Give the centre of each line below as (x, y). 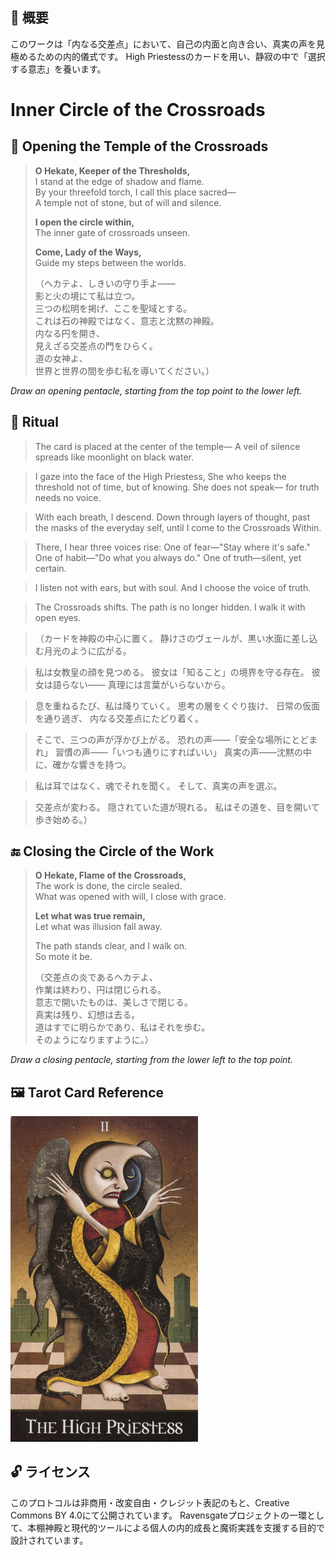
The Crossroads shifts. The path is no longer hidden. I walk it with (170, 607)
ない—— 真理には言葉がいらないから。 (150, 684)
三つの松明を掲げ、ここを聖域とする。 (113, 308)
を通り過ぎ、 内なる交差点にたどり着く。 (119, 718)
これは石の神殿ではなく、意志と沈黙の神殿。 (127, 320)
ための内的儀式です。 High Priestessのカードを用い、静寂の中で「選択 (181, 56)
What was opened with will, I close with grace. (130, 897)
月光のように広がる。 (87, 650)
